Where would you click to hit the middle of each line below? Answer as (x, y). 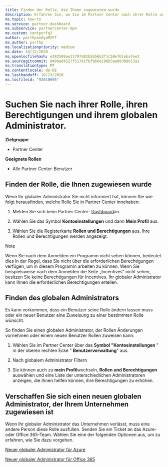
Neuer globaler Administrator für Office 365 (50, 459)
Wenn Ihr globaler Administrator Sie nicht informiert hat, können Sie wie (79, 196)
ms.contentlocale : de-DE (31, 71)
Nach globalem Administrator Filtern (50, 360)
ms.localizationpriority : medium (40, 47)
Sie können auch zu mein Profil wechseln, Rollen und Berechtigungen (85, 370)
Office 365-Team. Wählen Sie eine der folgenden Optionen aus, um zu (88, 435)
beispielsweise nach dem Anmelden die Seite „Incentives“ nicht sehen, (78, 271)
